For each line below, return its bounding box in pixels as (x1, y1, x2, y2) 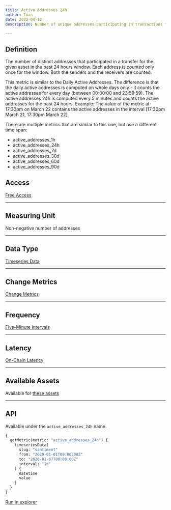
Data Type (5, 245, 39, 253)
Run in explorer (5, 499, 37, 505)
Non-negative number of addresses (5, 225, 80, 231)
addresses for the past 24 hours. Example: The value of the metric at (5, 101, 150, 107)
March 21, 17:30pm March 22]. (5, 111, 69, 118)
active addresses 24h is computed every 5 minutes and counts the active (5, 95, 159, 102)
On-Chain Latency (5, 357, 44, 363)
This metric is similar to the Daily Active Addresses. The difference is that (5, 79, 159, 86)
